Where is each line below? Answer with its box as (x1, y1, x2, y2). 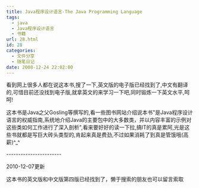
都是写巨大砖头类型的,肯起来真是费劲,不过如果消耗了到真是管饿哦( (21, 131, 184, 138)
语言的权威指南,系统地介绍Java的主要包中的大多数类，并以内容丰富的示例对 (6, 116, 192, 124)
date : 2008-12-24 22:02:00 (6, 64, 73, 70)
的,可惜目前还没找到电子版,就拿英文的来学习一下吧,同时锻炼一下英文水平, (6, 89, 185, 96)
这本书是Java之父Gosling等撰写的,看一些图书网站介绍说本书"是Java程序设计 (6, 109, 194, 116)
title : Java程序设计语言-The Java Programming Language (6, 8, 142, 15)
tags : (6, 14, 20, 20)
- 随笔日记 (11, 58, 35, 64)
